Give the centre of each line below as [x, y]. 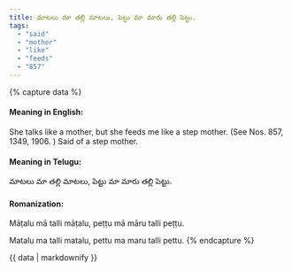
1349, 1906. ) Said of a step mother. [74, 142]
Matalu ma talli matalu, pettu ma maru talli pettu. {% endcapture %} [132, 241]
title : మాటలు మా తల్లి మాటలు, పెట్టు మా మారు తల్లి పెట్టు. [103, 17]
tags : [19, 26]
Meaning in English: [46, 112]
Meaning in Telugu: [46, 161]
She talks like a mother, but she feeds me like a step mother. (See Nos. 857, [146, 132]
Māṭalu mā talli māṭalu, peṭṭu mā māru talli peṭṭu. [97, 223]
